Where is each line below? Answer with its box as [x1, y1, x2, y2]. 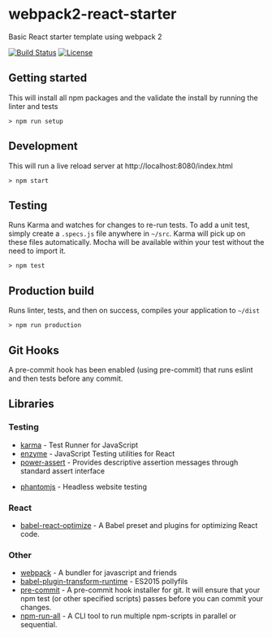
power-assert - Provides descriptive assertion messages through [19, 457, 239, 467]
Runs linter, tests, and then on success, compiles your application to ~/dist [8, 306, 260, 316]
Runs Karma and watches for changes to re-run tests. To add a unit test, [8, 220, 250, 230]
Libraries [8, 397, 54, 411]
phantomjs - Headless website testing [19, 482, 148, 491]
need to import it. [8, 246, 67, 256]
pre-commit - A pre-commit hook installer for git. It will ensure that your [19, 585, 261, 595]
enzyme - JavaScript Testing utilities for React [19, 448, 175, 458]
